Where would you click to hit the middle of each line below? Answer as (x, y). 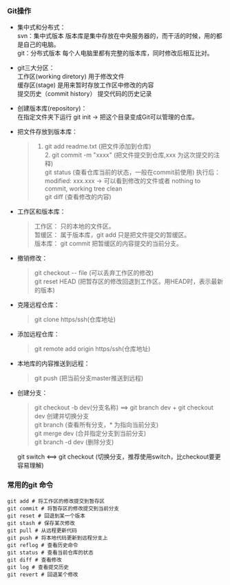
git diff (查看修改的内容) (78, 197)
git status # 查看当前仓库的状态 (51, 553)
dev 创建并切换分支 (62, 416)
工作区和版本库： (41, 211)
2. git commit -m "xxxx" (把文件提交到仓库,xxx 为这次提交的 (129, 155)
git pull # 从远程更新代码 (42, 530)
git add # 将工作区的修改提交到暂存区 (56, 501)
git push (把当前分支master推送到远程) (89, 378)
